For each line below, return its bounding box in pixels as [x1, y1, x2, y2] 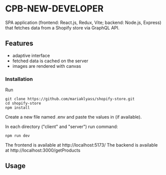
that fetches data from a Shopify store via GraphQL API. [5, 24, 120, 30]
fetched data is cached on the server [12, 58, 89, 64]
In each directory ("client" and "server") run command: [5, 124, 118, 130]
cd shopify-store [5, 101, 41, 106]
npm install [5, 105, 30, 110]
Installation [5, 75, 33, 82]
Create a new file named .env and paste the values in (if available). [5, 114, 142, 120]
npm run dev [5, 133, 30, 139]
